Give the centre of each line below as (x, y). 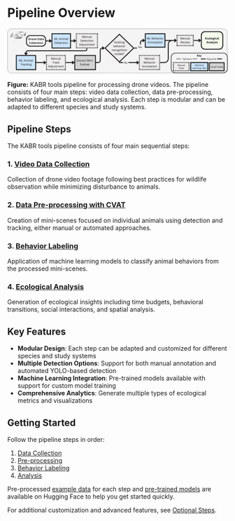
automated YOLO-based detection (67, 371)
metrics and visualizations (55, 400)
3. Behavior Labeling (43, 245)
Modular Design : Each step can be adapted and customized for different (122, 349)
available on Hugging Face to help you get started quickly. (91, 496)
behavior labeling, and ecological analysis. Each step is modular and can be (116, 100)
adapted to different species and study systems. (77, 107)
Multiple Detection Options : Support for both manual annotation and (117, 363)
